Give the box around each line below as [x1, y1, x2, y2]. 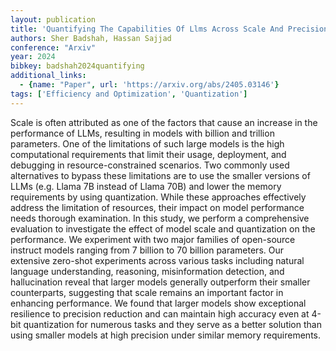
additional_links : [10, 71, 87, 81]
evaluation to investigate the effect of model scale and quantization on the [10, 222, 316, 235]
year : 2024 [10, 52, 56, 62]
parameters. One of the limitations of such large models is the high [10, 137, 285, 150]
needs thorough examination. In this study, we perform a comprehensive [10, 212, 310, 224]
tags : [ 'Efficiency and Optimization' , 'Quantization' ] [10, 89, 248, 99]
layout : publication [10, 14, 97, 25]
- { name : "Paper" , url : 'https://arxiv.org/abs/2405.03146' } [19, 80, 280, 90]
